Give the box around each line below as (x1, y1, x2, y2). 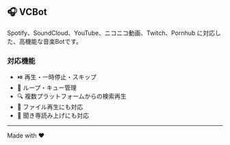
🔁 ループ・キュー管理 (16, 83, 77, 92)
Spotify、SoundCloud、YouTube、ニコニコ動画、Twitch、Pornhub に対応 (7, 29, 216, 37)
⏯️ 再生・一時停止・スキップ (16, 73, 97, 81)
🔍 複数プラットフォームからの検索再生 (16, 92, 127, 101)
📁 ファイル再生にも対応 (16, 103, 84, 111)
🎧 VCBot (7, 6, 47, 18)
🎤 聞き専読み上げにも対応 (16, 111, 89, 120)
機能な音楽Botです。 (25, 37, 82, 45)
